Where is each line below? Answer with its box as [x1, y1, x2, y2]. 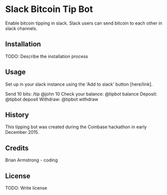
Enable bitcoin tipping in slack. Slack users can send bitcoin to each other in [5, 20, 162, 26]
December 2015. [5, 129, 39, 135]
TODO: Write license [5, 185, 48, 191]
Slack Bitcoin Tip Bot [5, 4, 93, 15]
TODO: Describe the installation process [5, 53, 88, 59]
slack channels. [5, 25, 38, 31]
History [5, 110, 29, 119]
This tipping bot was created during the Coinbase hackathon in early [5, 124, 147, 130]
